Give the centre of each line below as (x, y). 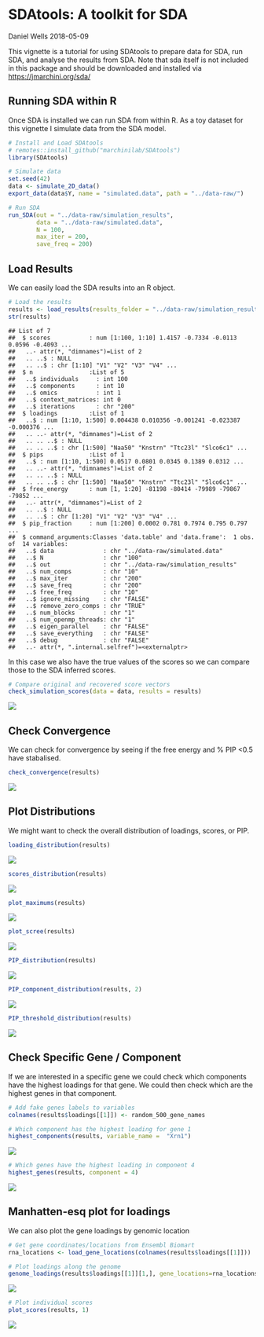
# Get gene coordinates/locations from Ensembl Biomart (101, 1245)
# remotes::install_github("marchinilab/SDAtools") (94, 150)
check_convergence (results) (54, 773)
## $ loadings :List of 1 (66, 413)
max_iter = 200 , (63, 237)
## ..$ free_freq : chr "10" (73, 592)
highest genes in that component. (62, 1093)
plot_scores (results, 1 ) (49, 1310)
